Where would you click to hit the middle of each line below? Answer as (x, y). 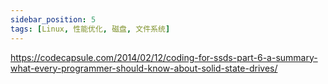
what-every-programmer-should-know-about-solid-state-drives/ (144, 68)
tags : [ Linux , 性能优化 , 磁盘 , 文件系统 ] (90, 29)
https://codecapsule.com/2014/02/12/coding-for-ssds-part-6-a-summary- (164, 57)
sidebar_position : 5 (53, 19)
